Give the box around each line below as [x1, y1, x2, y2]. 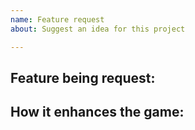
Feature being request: [10, 69, 156, 86]
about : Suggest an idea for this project [10, 24, 186, 34]
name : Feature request [10, 14, 105, 25]
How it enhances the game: [10, 104, 185, 121]
